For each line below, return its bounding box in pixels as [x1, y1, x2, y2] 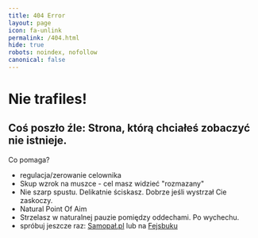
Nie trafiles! [8, 90, 87, 108]
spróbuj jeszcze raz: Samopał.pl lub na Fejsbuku [19, 221, 179, 230]
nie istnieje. [8, 134, 67, 148]
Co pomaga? [8, 155, 50, 164]
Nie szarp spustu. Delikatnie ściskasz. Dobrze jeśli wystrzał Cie [19, 187, 227, 197]
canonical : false [8, 56, 66, 64]
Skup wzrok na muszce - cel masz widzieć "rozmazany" [19, 178, 205, 188]
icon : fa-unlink [8, 26, 62, 34]
